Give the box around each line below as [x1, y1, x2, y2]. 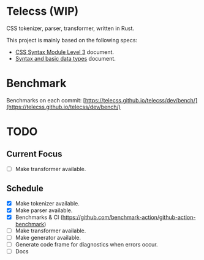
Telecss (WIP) [6, 4, 79, 18]
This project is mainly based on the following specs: [6, 36, 138, 44]
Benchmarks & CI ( [15, 213, 63, 221]
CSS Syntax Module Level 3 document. [15, 48, 115, 56]
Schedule [6, 183, 44, 194]
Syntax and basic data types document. [15, 55, 116, 62]
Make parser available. [15, 207, 73, 214]
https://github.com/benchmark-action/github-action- [62, 213, 196, 221]
